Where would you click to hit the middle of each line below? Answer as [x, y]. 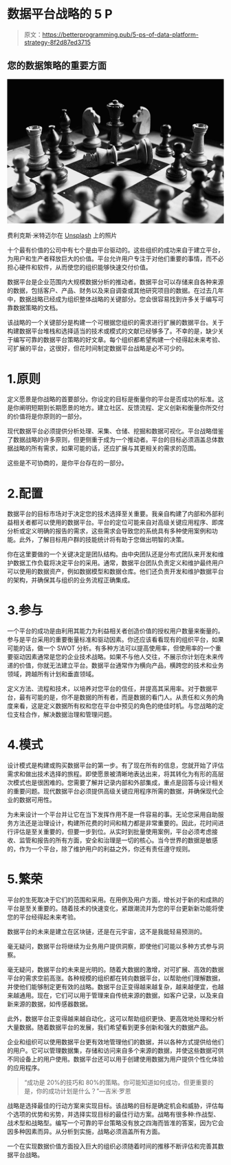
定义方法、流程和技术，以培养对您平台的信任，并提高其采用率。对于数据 [109, 689]
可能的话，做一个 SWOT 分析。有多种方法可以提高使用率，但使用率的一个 [111, 648]
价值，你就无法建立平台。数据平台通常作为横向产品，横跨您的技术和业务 [121, 665]
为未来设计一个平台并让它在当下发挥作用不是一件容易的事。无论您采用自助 [112, 815]
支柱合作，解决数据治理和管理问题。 [64, 715]
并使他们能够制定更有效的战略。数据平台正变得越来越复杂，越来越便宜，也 [112, 987]
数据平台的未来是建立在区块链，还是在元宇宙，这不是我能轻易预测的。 [107, 932]
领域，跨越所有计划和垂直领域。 [52, 674]
